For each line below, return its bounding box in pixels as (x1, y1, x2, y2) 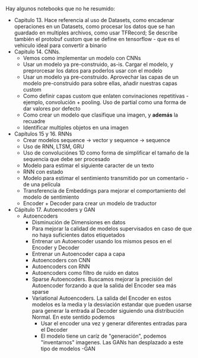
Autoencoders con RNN (31, 263, 90, 270)
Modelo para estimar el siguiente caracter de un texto (23, 162, 155, 169)
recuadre (23, 118, 46, 124)
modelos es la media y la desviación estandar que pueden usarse (31, 301, 192, 308)
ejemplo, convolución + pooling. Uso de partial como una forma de (23, 99, 187, 106)
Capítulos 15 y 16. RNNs (14, 130, 72, 137)
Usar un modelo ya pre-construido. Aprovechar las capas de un (23, 74, 179, 80)
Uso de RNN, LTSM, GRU (23, 143, 84, 150)
